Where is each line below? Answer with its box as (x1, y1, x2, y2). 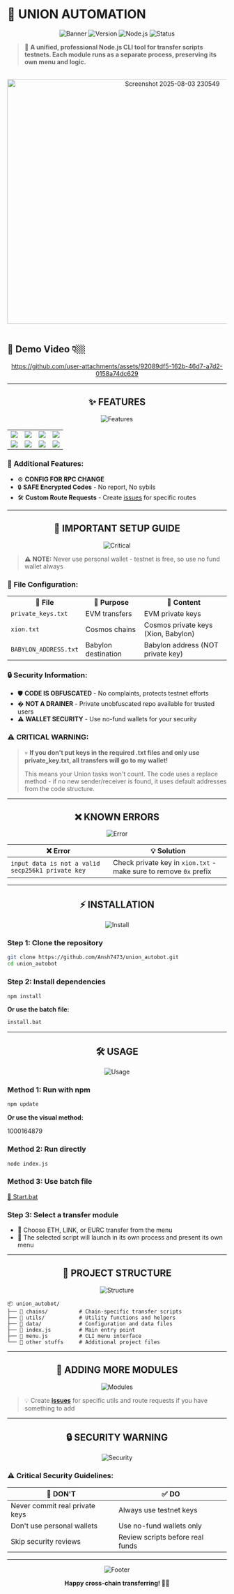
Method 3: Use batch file (7, 1177, 93, 1187)
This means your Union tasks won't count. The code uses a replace (24, 769, 218, 778)
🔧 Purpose (93, 597, 129, 607)
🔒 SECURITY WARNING (65, 1431, 169, 1443)
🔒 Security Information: (7, 670, 88, 679)
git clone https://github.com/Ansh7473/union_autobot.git (7, 954, 179, 961)
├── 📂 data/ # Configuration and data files (7, 1320, 173, 1328)
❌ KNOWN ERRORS (74, 811, 160, 822)
